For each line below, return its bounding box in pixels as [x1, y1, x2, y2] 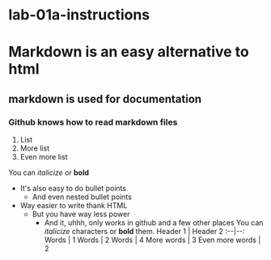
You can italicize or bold [8, 168, 90, 177]
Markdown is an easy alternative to [8, 43, 249, 62]
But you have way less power [32, 209, 130, 220]
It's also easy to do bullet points [19, 184, 127, 194]
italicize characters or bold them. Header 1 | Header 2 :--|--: [44, 227, 245, 237]
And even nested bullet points [32, 192, 132, 202]
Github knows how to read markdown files [8, 116, 178, 127]
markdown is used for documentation [8, 92, 202, 106]
